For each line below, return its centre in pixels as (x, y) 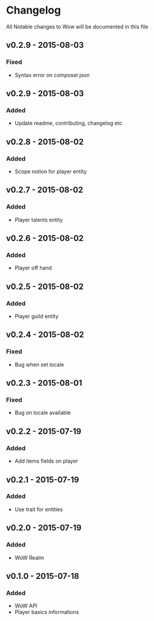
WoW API (26, 606)
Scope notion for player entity (51, 171)
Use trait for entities (38, 509)
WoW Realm (29, 557)
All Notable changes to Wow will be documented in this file (77, 27)
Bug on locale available (43, 413)
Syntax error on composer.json (52, 75)
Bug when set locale (39, 365)
